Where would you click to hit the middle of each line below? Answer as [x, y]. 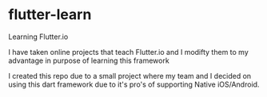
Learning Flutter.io [38, 37]
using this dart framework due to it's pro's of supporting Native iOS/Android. [134, 84]
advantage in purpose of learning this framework [89, 60]
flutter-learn [50, 15]
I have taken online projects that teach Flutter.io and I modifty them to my [129, 52]
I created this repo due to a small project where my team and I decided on [130, 76]
